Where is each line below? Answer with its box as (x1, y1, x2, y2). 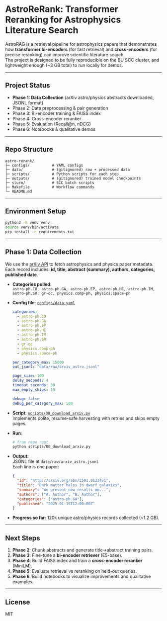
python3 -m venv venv (5, 220, 50, 225)
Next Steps (5, 533, 40, 542)
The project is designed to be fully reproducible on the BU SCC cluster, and (5, 57, 160, 63)
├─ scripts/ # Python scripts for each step (5, 172, 119, 177)
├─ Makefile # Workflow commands (5, 184, 94, 189)
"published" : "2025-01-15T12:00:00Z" (17, 501, 95, 506)
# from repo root (12, 440, 49, 444)
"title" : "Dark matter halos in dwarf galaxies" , (17, 483, 122, 488)
